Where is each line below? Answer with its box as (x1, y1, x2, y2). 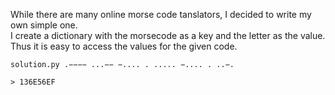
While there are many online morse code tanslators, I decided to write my (10, 9, 312, 20)
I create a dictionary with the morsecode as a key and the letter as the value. (10, 30, 326, 41)
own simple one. (10, 19, 78, 31)
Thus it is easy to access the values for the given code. (10, 40, 238, 52)
